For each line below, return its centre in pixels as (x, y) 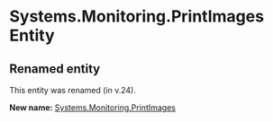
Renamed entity (55, 69)
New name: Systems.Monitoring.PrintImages (92, 108)
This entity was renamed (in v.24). (73, 90)
